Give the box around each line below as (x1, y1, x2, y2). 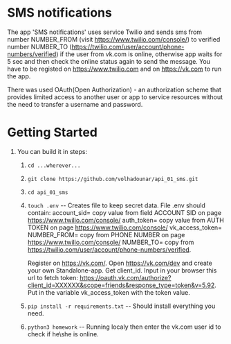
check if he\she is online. (27, 329, 99, 338)
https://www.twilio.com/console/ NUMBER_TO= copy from (27, 238, 194, 246)
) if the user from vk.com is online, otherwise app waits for (56, 50, 223, 58)
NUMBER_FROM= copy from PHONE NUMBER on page (27, 230, 185, 239)
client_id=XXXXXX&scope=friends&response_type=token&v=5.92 (27, 281, 215, 289)
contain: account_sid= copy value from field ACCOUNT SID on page (27, 208, 222, 216)
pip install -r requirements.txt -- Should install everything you (27, 302, 216, 310)
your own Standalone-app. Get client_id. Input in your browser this (27, 266, 217, 275)
